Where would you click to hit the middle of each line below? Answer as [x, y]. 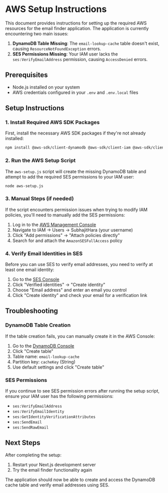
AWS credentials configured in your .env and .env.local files [75, 92]
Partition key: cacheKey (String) [44, 361]
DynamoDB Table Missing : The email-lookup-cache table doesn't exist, [86, 43]
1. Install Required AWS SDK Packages [52, 122]
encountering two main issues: [37, 33]
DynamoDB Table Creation [38, 325]
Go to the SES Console [36, 279]
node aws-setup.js [24, 186]
